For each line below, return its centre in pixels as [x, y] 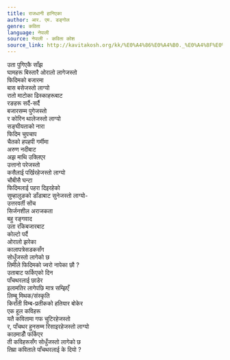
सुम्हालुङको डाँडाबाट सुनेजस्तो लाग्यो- [48, 195]
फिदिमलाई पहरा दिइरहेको [34, 188]
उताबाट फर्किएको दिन [30, 272]
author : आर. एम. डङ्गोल [38, 20]
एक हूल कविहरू [24, 311]
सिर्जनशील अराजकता [30, 211]
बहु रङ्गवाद [20, 219]
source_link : [26, 45]
